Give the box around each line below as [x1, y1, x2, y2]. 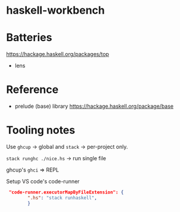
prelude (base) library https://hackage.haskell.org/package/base [14, 102, 174, 110]
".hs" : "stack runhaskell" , [27, 195, 97, 201]
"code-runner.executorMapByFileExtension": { [8, 189, 124, 195]
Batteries [6, 31, 52, 45]
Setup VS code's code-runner [6, 178, 80, 185]
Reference [6, 83, 58, 96]
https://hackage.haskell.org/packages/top [6, 51, 109, 58]
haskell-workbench [6, 4, 105, 17]
